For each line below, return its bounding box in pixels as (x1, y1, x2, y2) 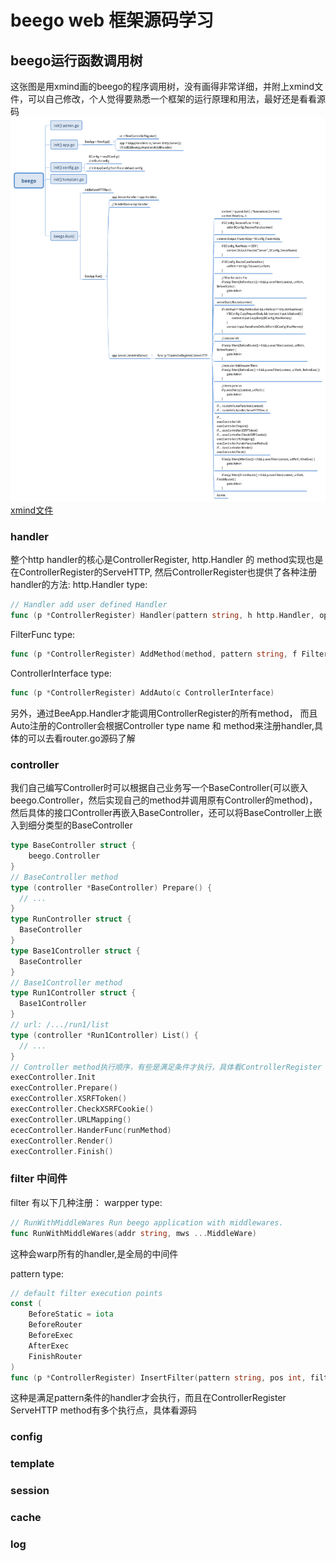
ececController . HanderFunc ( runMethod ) (10, 1125, 172, 1135)
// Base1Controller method (10, 977, 123, 988)
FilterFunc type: (10, 629, 76, 641)
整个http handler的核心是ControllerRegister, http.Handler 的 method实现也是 (10, 554, 324, 566)
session (10, 1484, 50, 1498)
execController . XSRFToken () (10, 1094, 128, 1104)
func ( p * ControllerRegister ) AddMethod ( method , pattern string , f (10, 649, 298, 660)
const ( (10, 1299, 43, 1309)
